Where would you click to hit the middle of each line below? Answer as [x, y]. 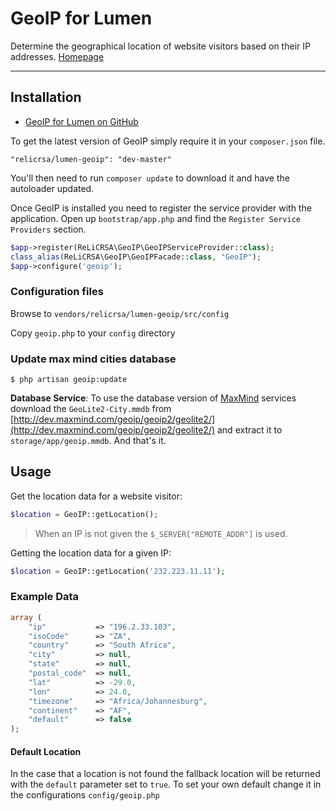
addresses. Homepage [57, 56]
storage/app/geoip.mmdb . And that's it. [88, 440]
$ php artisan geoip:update [69, 379]
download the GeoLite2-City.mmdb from [91, 408]
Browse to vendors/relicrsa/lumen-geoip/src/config [120, 313]
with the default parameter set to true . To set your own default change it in [166, 784]
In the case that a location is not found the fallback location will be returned [165, 774]
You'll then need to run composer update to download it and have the [150, 178]
